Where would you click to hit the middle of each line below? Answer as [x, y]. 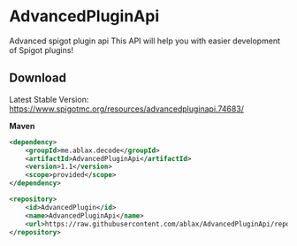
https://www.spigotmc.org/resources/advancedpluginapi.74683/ [127, 109]
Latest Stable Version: [49, 99]
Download [38, 78]
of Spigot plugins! [41, 50]
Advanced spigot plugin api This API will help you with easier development [145, 41]
